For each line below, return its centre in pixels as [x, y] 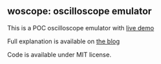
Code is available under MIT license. [59, 54]
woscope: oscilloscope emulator [79, 11]
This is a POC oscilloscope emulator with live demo [81, 28]
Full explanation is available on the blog [64, 41]
